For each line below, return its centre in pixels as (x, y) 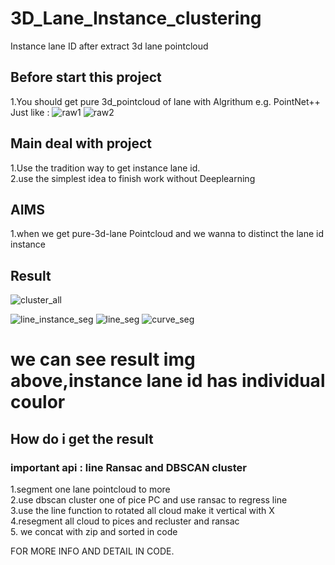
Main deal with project (81, 143)
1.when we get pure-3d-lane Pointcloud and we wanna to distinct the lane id (167, 234)
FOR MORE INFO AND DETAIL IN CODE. (92, 551)
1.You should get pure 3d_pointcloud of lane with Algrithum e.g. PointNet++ (165, 101)
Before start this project (86, 77)
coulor (38, 402)
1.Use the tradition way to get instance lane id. (105, 168)
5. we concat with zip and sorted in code (94, 532)
